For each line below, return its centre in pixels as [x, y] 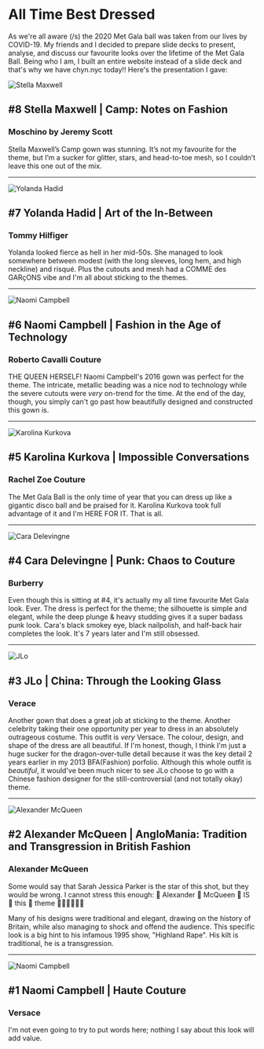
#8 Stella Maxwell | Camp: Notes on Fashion [118, 110]
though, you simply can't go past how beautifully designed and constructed [130, 402]
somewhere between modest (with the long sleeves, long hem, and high [125, 261]
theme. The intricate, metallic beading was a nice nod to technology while [128, 385]
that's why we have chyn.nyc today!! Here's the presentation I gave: [118, 69]
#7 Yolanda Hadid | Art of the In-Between [111, 213]
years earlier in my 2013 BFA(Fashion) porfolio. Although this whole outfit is [130, 762]
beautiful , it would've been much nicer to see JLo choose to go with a [121, 771]
